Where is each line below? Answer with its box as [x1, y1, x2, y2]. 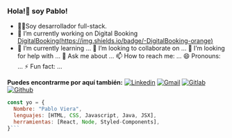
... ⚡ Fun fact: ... [17, 62, 63, 71]
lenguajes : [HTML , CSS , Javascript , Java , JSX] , [13, 112, 157, 119]
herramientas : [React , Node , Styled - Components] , [13, 118, 160, 126]
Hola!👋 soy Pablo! [7, 6, 68, 16]
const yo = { [7, 99, 45, 106]
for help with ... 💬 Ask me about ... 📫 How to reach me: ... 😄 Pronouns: [17, 52, 221, 60]
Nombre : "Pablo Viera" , [13, 105, 82, 113]
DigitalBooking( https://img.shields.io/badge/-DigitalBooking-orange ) [17, 37, 213, 45]
